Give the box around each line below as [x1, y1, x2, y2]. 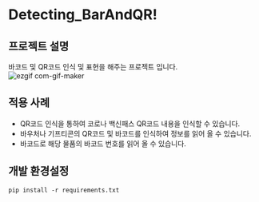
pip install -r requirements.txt [8, 186, 120, 194]
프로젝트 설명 [8, 39, 70, 53]
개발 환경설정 [8, 164, 70, 178]
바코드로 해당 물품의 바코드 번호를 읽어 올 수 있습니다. [19, 138, 186, 149]
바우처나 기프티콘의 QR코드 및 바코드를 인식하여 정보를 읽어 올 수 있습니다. [19, 129, 252, 138]
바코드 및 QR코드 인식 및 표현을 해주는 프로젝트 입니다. [8, 62, 178, 71]
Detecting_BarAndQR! [8, 6, 157, 24]
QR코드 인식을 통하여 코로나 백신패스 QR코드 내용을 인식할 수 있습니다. [19, 118, 241, 129]
